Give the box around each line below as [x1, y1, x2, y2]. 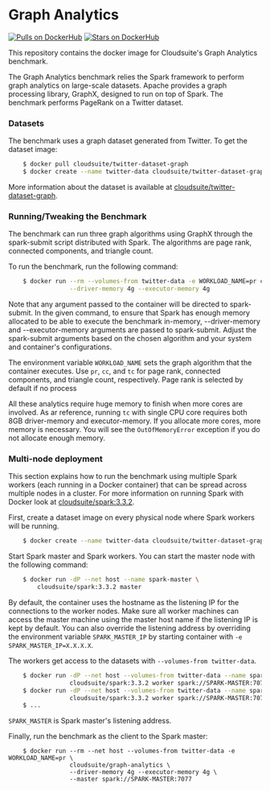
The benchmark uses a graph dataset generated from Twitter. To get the [8, 136, 247, 146]
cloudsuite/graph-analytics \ [69, 761, 171, 769]
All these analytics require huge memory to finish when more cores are [8, 399, 243, 409]
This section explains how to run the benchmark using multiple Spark [8, 472, 238, 481]
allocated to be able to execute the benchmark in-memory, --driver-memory [8, 316, 261, 327]
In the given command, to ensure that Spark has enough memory [35, 308, 251, 318]
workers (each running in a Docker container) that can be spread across [8, 480, 247, 490]
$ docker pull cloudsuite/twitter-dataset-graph [22, 160, 189, 168]
